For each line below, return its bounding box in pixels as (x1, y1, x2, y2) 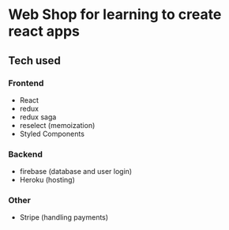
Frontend (8, 77, 44, 89)
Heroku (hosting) (19, 175, 75, 185)
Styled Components (19, 129, 85, 138)
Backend (8, 149, 43, 160)
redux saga (19, 112, 57, 122)
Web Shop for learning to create (8, 6, 222, 24)
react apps (8, 22, 81, 40)
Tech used (8, 54, 61, 67)
